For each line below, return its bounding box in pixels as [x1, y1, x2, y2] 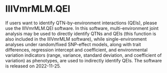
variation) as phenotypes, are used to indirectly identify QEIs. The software [5, 57, 162, 63]
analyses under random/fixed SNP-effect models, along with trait [5, 41, 141, 47]
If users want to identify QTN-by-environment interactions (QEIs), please [5, 20, 157, 26]
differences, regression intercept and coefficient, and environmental [5, 47, 148, 53]
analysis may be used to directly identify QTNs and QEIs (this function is [5, 30, 156, 36]
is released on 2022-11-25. [5, 63, 61, 69]
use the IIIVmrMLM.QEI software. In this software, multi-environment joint [5, 25, 159, 31]
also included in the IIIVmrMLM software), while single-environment [5, 36, 147, 42]
